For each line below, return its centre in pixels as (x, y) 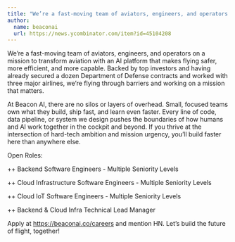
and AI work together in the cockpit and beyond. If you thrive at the (104, 127)
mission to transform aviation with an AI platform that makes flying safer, (112, 61)
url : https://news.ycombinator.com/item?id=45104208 (93, 33)
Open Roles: (25, 155)
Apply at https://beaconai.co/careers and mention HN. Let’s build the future (117, 224)
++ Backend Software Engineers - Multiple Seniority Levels (93, 169)
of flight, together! (33, 231)
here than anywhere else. (44, 142)
